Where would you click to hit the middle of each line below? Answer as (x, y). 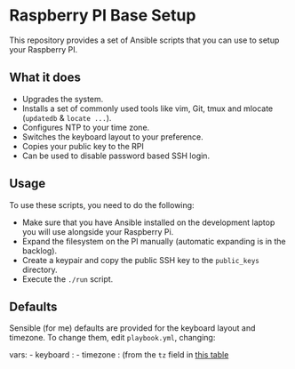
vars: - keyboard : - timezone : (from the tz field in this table (119, 355)
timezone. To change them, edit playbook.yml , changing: (112, 338)
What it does (45, 78)
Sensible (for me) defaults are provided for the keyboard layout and (132, 328)
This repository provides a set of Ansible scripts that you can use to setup (144, 40)
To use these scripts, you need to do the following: (102, 205)
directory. (40, 269)
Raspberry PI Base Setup (103, 16)
